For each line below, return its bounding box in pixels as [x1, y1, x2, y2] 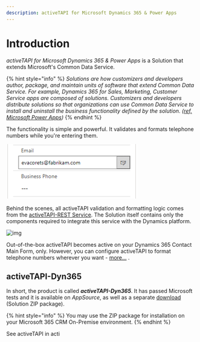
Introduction [6, 36, 70, 50]
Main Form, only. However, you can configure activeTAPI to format [6, 247, 171, 255]
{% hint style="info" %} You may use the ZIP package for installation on [6, 312, 185, 320]
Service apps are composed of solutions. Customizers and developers [6, 94, 182, 101]
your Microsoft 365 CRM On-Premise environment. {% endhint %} [6, 318, 171, 326]
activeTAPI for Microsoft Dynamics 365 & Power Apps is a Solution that [6, 56, 184, 64]
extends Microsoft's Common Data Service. [6, 63, 115, 70]
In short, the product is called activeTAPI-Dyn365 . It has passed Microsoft [6, 287, 193, 295]
